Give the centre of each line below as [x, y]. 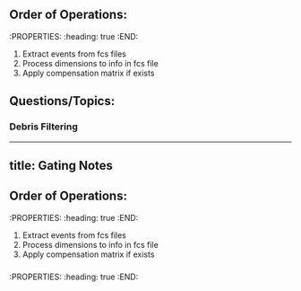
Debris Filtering [44, 127]
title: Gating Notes [61, 165]
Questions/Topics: [62, 101]
